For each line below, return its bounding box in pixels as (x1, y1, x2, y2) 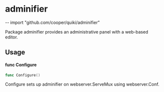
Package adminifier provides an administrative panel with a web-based (5, 29, 148, 35)
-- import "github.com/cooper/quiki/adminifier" (5, 19, 100, 25)
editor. (5, 34, 18, 40)
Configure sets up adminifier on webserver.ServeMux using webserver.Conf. (5, 81, 160, 87)
